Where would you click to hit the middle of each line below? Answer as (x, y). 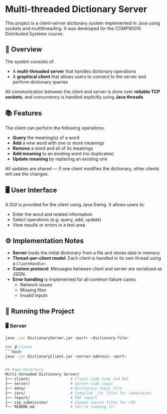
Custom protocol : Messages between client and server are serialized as (87, 269)
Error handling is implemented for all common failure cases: (74, 279)
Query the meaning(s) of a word (46, 137)
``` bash (13, 351)
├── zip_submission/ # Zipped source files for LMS (70, 402)
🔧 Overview (24, 49)
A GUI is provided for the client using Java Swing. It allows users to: (75, 205)
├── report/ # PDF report (51, 397)
